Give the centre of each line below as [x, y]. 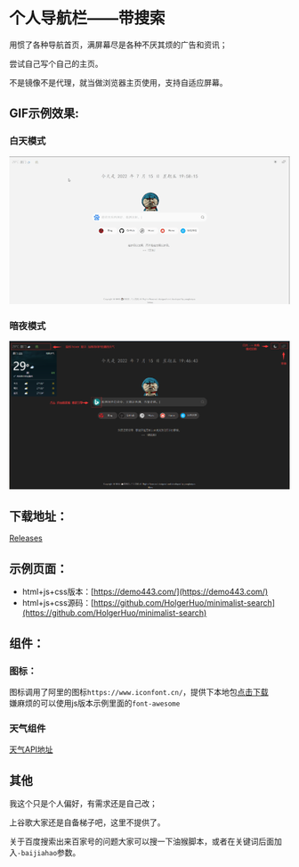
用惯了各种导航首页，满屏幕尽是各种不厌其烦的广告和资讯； [118, 45]
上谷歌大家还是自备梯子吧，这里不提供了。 [87, 822]
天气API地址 [31, 749]
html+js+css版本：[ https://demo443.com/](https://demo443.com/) [145, 592]
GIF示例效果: [44, 114]
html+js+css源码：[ [58, 603]
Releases [26, 538]
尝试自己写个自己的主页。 [56, 63]
